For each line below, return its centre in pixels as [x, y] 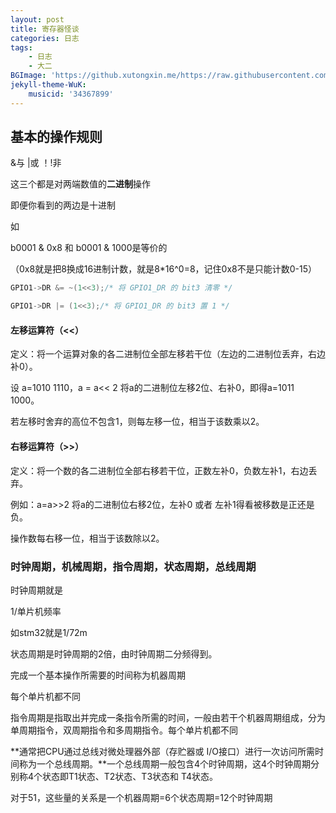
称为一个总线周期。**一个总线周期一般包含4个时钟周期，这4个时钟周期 [165, 763]
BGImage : [28, 76]
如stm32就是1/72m [49, 632]
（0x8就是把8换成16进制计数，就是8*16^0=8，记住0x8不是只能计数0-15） [163, 269]
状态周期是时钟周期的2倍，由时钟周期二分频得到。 [114, 653]
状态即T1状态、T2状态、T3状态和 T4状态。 [130, 776]
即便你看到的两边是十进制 [63, 205]
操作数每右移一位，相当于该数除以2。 [87, 538]
